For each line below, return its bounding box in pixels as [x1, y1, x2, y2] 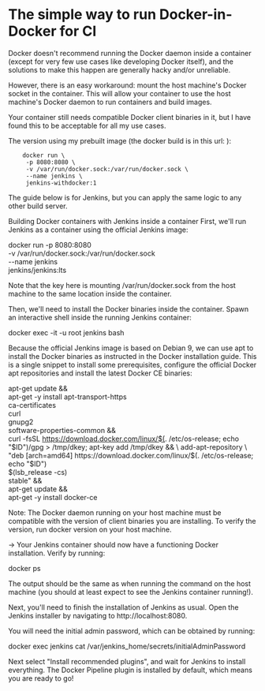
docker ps [8, 563, 41, 573]
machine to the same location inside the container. [8, 289, 172, 298]
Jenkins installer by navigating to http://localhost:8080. [8, 611, 188, 620]
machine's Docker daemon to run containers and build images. [8, 97, 212, 106]
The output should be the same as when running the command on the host [8, 578, 251, 588]
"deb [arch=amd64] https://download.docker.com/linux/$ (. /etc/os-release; [8, 450, 254, 460]
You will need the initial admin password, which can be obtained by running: [8, 626, 256, 636]
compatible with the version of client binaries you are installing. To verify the [8, 516, 256, 525]
